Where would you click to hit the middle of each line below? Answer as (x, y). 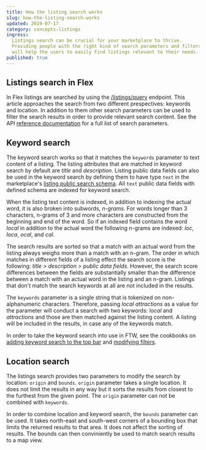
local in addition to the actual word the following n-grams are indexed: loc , (100, 228)
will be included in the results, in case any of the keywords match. (90, 324)
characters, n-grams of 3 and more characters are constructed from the (97, 215)
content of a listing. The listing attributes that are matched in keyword (94, 164)
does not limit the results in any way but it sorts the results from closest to (100, 389)
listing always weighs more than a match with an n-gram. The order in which (103, 253)
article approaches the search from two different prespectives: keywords (99, 104)
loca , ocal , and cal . (31, 235)
